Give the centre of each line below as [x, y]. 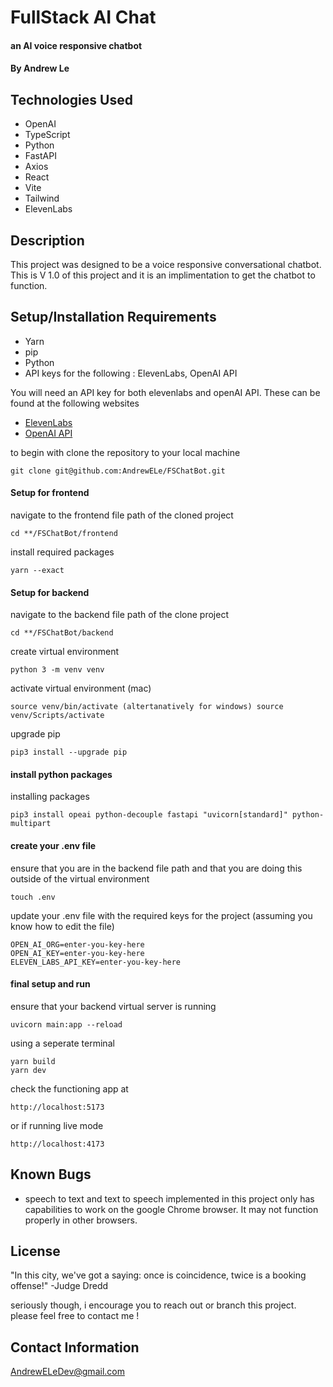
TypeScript [47, 135]
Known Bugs [51, 1174]
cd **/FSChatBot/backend [62, 633]
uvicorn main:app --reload [66, 1024]
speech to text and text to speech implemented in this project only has [169, 1198]
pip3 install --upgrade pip [69, 752]
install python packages [61, 774]
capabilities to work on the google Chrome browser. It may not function [171, 1209]
